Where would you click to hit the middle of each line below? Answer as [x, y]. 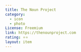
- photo [18, 24]
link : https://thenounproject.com [41, 33]
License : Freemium [24, 28]
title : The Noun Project [31, 10]
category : [15, 14]
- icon [16, 19]
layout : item [19, 42]
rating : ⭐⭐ [17, 38]
